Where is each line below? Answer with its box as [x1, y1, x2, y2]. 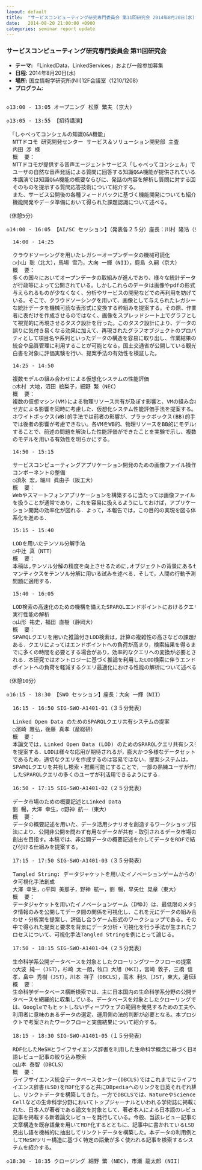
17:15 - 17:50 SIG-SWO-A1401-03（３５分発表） [12, 857, 145, 864]
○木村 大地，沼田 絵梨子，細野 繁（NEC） [12, 383, 119, 390]
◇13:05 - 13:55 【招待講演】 [6, 117, 86, 124]
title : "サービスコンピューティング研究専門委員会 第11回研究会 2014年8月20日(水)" [6, 14, 198, 21]
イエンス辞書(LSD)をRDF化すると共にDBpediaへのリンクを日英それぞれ [12, 1084, 192, 1090]
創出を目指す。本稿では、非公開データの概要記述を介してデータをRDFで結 [12, 836, 195, 843]
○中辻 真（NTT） [12, 547, 55, 554]
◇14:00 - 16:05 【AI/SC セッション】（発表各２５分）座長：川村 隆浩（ [6, 226, 195, 233]
